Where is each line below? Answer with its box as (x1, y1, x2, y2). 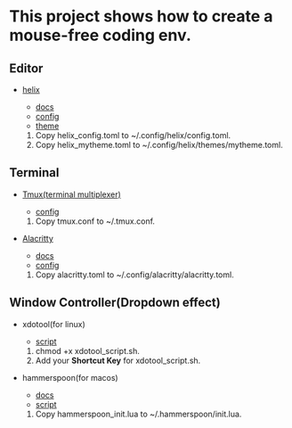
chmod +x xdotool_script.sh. (35, 345, 140, 356)
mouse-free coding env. (9, 25, 191, 45)
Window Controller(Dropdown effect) (9, 295, 221, 310)
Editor (9, 61, 44, 76)
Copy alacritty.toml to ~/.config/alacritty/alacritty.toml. (35, 269, 234, 280)
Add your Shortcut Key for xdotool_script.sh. (35, 355, 201, 366)
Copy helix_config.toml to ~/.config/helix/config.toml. (35, 130, 231, 140)
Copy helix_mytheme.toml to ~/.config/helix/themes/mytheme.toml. (35, 140, 283, 150)
